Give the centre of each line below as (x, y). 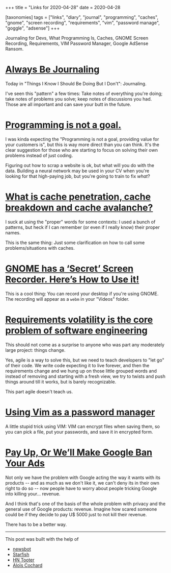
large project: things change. (35, 350)
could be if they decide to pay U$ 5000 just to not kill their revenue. (76, 514)
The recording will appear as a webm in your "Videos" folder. (67, 299)
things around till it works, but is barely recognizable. (61, 381)
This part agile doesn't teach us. (39, 391)
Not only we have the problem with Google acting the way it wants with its (83, 478)
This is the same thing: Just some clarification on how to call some (75, 243)
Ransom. (15, 49)
